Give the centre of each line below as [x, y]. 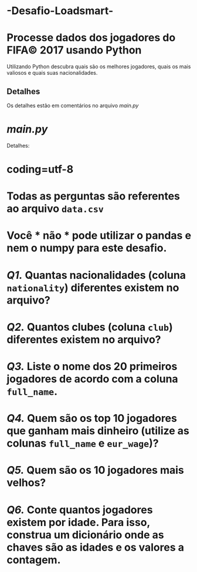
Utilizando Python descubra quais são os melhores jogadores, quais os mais [99, 66]
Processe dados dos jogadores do [91, 38]
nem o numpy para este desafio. [87, 248]
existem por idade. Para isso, [78, 522]
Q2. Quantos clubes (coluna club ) [90, 327]
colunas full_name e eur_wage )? [83, 443]
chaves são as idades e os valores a [95, 547]
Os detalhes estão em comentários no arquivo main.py [73, 105]
